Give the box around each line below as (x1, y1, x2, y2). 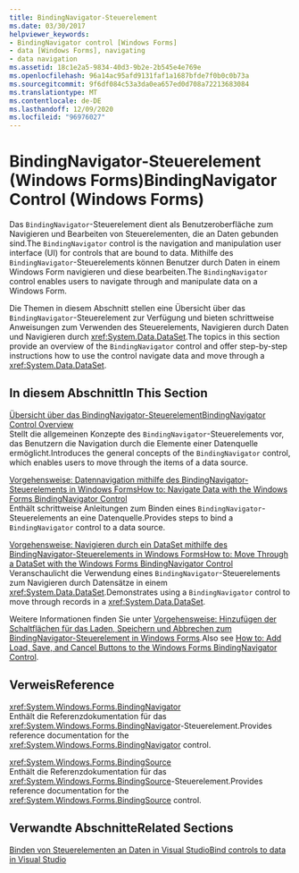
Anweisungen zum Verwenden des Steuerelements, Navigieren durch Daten (9, 322, 289, 333)
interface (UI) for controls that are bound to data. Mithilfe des (9, 248, 234, 259)
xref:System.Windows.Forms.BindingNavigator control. (9, 739, 212, 750)
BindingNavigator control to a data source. (9, 521, 166, 532)
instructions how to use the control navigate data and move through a (9, 351, 265, 361)
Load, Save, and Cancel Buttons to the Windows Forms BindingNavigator (9, 641, 278, 653)
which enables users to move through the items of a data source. (9, 457, 248, 468)
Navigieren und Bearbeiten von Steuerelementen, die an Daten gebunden (9, 229, 279, 240)
